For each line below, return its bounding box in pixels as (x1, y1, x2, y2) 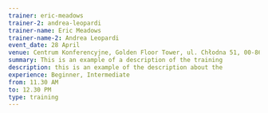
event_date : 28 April (8, 41, 81, 49)
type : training (8, 93, 59, 101)
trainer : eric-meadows (8, 11, 84, 20)
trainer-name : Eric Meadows (8, 26, 102, 34)
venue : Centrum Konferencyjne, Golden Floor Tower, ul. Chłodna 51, (8, 49, 241, 56)
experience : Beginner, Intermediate (8, 71, 130, 79)
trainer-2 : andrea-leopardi (8, 19, 102, 27)
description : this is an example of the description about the (8, 64, 223, 72)
